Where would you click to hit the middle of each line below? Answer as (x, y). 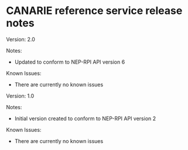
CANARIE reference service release (94, 11)
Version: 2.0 (20, 39)
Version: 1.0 (20, 96)
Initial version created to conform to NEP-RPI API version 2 (85, 118)
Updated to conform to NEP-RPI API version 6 (70, 62)
